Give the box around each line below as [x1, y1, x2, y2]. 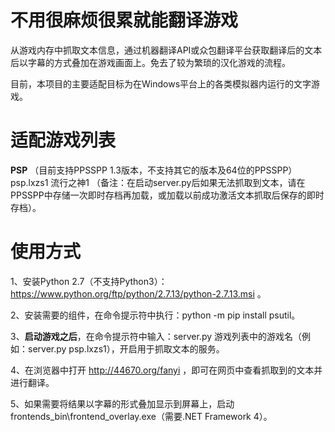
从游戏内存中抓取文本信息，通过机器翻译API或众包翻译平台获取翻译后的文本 [10, 44, 323, 56]
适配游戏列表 [10, 129, 117, 152]
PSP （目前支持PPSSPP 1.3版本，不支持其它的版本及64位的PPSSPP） [10, 164, 298, 176]
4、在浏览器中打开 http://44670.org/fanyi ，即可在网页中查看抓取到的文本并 [10, 364, 323, 376]
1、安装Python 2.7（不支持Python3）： [10, 275, 168, 287]
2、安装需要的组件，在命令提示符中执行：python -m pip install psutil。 [10, 309, 301, 321]
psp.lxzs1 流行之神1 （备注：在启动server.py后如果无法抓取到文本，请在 [10, 176, 306, 188]
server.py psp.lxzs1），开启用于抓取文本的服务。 [27, 342, 225, 355]
